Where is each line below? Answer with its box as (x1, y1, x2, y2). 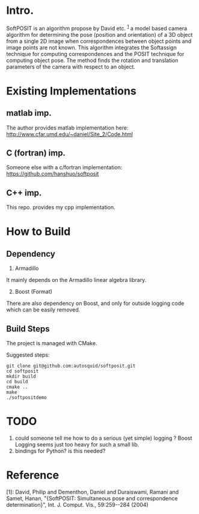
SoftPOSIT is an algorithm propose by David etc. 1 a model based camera (6, 24, 188, 32)
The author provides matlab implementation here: (6, 124, 129, 131)
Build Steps (6, 324, 50, 334)
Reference (6, 468, 59, 482)
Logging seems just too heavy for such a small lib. (14, 440, 139, 448)
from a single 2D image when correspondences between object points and (6, 37, 192, 45)
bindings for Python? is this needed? (14, 447, 106, 454)
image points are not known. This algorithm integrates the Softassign (6, 43, 177, 51)
